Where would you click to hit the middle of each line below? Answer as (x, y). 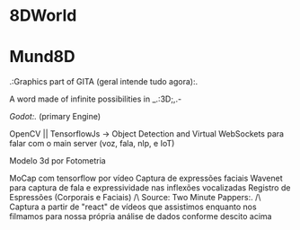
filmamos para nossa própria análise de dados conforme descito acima (141, 217)
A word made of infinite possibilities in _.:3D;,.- (96, 99)
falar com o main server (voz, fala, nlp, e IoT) (92, 144)
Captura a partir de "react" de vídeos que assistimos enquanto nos (133, 207)
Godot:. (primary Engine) (55, 117)
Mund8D (43, 57)
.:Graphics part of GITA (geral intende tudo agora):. (104, 82)
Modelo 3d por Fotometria (57, 161)
